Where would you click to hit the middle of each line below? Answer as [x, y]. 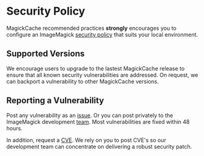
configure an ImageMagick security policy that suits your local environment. [102, 34]
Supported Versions [45, 54]
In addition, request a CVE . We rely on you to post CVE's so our [86, 140]
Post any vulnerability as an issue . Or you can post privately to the [90, 115]
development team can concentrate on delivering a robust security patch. [99, 146]
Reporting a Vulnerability [55, 101]
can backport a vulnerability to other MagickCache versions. [83, 81]
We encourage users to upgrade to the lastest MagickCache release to [96, 68]
